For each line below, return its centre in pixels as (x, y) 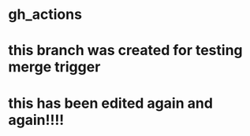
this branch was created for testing (125, 51)
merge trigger (54, 67)
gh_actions (45, 15)
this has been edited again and (110, 103)
